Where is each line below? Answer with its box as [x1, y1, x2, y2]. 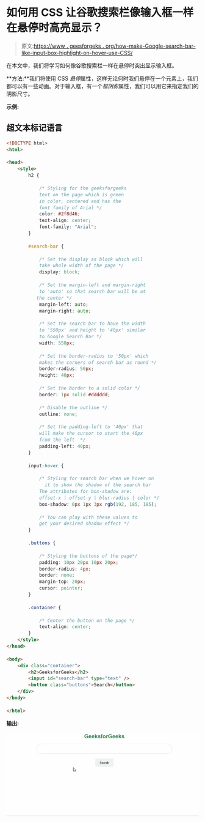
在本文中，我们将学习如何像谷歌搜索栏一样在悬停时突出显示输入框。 [6, 62, 178, 69]
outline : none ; [38, 411, 78, 417]
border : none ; [38, 572, 75, 579]
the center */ [36, 295, 72, 301]
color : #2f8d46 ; [38, 211, 81, 217]
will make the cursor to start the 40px [38, 431, 143, 437]
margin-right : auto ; [38, 308, 92, 314]
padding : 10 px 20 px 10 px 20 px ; [38, 559, 119, 566]
